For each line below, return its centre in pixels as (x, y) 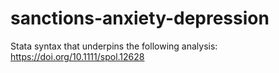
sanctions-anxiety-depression (140, 18)
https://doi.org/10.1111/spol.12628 (77, 56)
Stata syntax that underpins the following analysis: (114, 46)
